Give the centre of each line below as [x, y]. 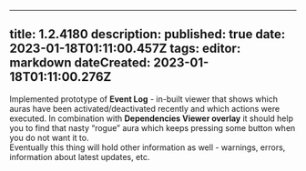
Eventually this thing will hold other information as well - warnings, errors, [148, 147]
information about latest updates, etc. [80, 156]
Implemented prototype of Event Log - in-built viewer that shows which [143, 99]
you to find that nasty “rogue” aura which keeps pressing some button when [153, 127]
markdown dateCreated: [80, 63]
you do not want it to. [49, 137]
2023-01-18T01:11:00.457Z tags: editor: [125, 49]
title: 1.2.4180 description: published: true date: [148, 34]
